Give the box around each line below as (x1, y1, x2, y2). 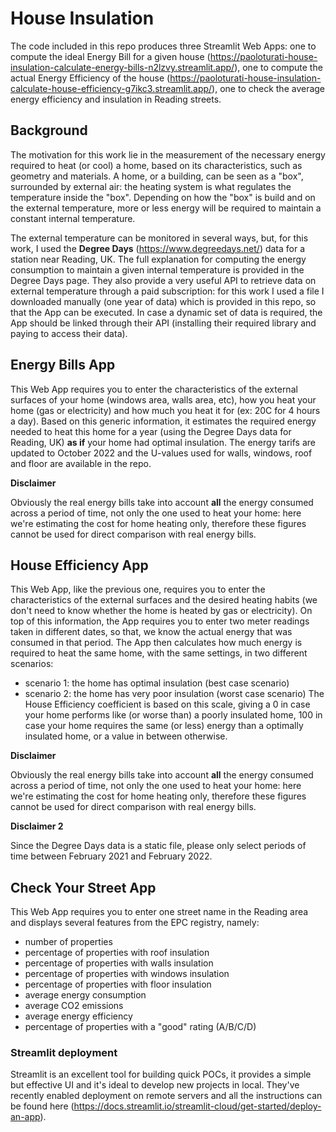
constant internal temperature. (10, 212, 136, 224)
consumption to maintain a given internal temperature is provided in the (10, 263, 305, 276)
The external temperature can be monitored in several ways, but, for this (10, 232, 309, 244)
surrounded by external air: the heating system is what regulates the (10, 180, 292, 192)
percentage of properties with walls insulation (24, 957, 214, 969)
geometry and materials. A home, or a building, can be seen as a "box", (10, 170, 304, 182)
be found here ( (10, 1100, 75, 1112)
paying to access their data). (10, 327, 128, 339)
